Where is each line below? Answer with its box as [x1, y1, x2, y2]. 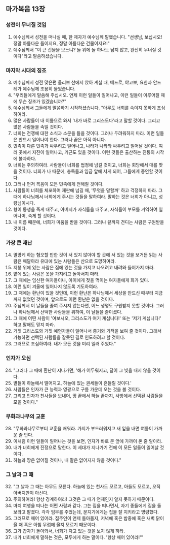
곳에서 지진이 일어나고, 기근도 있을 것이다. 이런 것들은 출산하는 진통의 [18, 149, 155, 155]
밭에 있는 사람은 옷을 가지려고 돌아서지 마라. [13, 271, 100, 277]
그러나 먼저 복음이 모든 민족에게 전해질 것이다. [13, 181, 104, 187]
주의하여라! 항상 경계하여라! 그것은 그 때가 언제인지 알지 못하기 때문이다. [13, 496, 155, 502]
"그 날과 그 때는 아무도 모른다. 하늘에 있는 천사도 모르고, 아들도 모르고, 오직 [13, 484, 161, 490]
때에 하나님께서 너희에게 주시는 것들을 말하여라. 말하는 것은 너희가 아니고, [13, 194, 158, 200]
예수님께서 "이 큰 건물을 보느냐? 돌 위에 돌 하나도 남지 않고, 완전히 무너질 [13, 46, 156, 52]
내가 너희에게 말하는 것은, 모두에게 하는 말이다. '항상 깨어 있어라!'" [13, 534, 144, 540]
